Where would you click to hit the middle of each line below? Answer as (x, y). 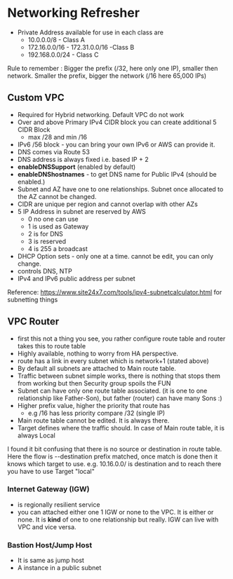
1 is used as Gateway (58, 226)
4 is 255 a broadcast (58, 248)
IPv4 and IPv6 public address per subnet (76, 278)
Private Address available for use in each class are (90, 32)
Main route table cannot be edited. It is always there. (93, 420)
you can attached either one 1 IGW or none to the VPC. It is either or (115, 512)
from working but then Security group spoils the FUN (94, 383)
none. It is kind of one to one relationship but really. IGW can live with (118, 519)
